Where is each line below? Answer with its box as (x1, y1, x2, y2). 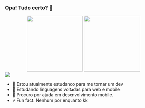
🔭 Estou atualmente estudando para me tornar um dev (12, 81, 123, 87)
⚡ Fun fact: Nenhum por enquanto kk (12, 97, 88, 103)
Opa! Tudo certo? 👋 (5, 4, 53, 11)
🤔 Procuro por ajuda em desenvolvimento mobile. (12, 92, 114, 98)
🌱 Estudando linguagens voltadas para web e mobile (12, 86, 120, 93)
